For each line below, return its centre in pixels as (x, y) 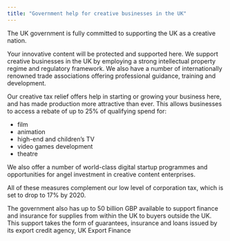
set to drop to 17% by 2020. (47, 195)
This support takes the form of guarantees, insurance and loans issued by (112, 223)
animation (31, 132)
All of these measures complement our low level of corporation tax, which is (115, 187)
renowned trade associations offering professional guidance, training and (112, 76)
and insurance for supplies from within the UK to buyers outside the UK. (109, 216)
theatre (27, 154)
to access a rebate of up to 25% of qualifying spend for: (87, 111)
